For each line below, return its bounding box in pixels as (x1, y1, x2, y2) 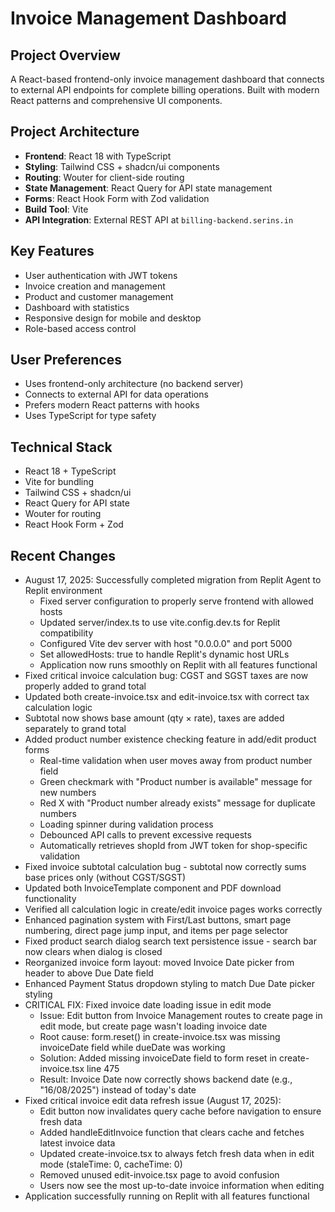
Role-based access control (24, 322, 137, 334)
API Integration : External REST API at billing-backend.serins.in (24, 213, 294, 226)
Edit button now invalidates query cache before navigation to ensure (39, 1105, 322, 1117)
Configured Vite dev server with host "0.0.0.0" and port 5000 (39, 638, 293, 650)
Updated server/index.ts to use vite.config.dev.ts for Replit (39, 617, 281, 629)
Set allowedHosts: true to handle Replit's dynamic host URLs (39, 648, 290, 661)
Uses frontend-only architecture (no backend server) (24, 378, 244, 390)
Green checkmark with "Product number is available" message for (39, 776, 313, 788)
